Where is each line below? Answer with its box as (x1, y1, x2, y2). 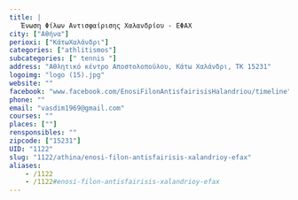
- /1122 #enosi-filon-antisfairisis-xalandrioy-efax (25, 178, 220, 187)
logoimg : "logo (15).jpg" (9, 71, 105, 80)
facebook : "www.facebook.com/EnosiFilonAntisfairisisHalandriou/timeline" (9, 87, 292, 96)
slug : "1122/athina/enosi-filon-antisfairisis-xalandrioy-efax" (9, 152, 252, 162)
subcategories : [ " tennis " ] (9, 54, 117, 63)
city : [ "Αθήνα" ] (9, 29, 69, 38)
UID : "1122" (9, 144, 53, 153)
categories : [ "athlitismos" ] (9, 46, 117, 55)
